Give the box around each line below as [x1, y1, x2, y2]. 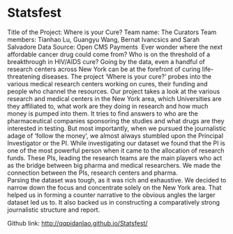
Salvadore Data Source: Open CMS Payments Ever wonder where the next [7, 42, 223, 51]
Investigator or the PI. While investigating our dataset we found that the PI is [7, 139, 225, 147]
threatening [7, 72, 40, 81]
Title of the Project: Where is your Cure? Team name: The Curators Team [7, 28, 217, 36]
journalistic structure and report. [7, 205, 100, 214]
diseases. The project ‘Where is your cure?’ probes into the [41, 72, 211, 81]
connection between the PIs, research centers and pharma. [7, 169, 178, 177]
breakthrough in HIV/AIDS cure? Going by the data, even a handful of [7, 57, 206, 65]
